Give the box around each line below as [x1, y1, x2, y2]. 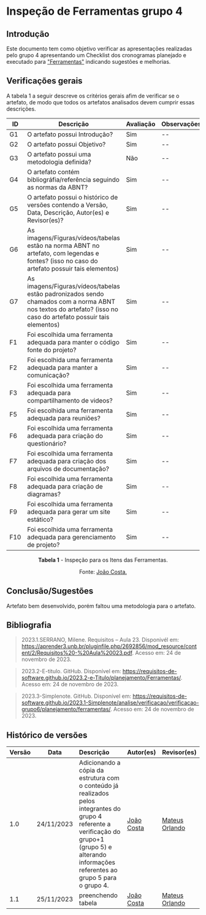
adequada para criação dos [27, 457, 107, 465]
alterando [78, 851, 107, 859]
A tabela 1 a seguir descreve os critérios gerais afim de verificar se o [6, 92, 180, 99]
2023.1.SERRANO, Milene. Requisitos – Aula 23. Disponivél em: [21, 636, 180, 644]
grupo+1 [78, 835, 105, 844]
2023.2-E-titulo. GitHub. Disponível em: [21, 668, 121, 675]
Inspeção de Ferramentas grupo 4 [6, 4, 183, 18]
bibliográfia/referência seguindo [27, 175, 120, 183]
